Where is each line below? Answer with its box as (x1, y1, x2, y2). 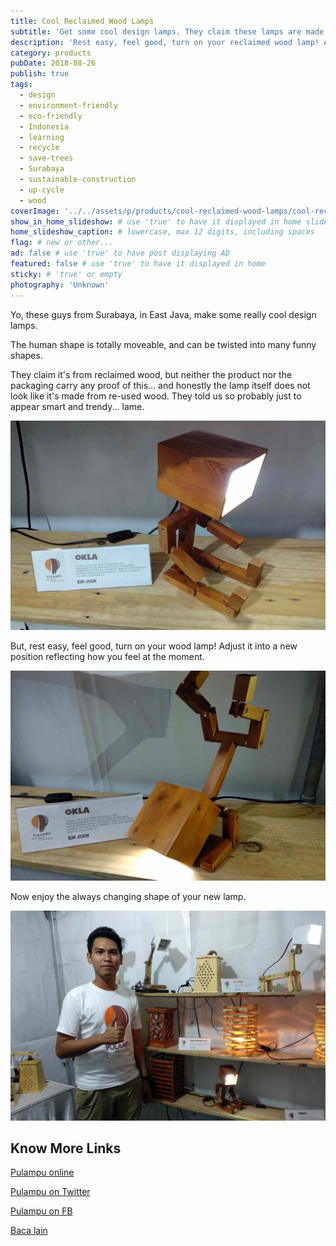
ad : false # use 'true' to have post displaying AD (10, 248, 230, 259)
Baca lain (10, 1225, 48, 1237)
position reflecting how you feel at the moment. (10, 651, 205, 663)
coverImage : (10, 206, 60, 216)
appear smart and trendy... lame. (10, 400, 145, 412)
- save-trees (19, 153, 74, 164)
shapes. (10, 349, 43, 361)
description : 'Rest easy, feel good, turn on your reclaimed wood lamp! (10, 37, 320, 47)
